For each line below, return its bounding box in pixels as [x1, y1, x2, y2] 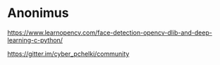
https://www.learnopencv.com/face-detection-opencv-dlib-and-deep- [7, 28, 213, 37]
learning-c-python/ [7, 35, 63, 44]
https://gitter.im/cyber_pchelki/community [7, 49, 130, 58]
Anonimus [7, 5, 69, 21]
